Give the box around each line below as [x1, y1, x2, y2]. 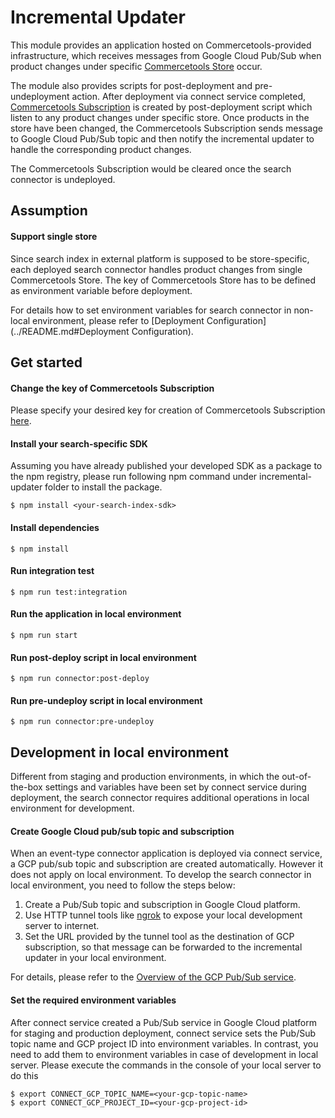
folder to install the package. [44, 481, 163, 493]
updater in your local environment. [24, 952, 167, 964]
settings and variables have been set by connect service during [44, 781, 307, 793]
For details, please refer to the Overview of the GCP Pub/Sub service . [10, 971, 297, 983]
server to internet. [24, 920, 100, 932]
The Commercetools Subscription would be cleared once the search [10, 162, 292, 175]
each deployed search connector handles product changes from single [10, 263, 303, 275]
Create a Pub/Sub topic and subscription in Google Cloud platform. [24, 899, 301, 911]
